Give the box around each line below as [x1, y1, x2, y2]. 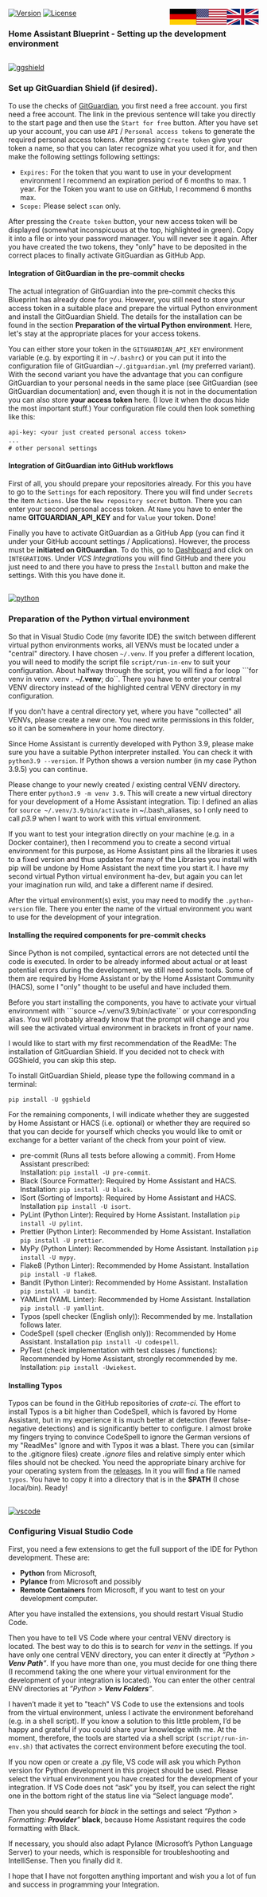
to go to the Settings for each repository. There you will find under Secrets [8, 487, 253, 497]
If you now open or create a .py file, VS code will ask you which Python [8, 1757, 241, 1766]
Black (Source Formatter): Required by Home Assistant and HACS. [19, 1175, 237, 1185]
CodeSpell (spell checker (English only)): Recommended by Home [19, 1328, 237, 1338]
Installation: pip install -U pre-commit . [19, 1167, 151, 1177]
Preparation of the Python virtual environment [8, 613, 190, 624]
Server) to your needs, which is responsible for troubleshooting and [8, 1847, 230, 1856]
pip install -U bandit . [19, 1285, 98, 1296]
